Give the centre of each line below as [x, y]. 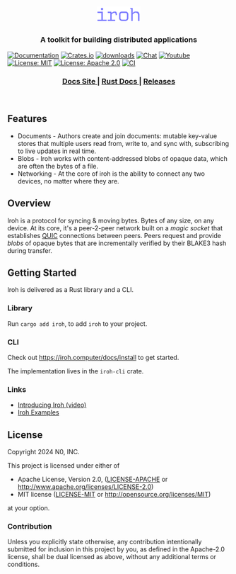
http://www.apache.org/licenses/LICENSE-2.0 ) [85, 487]
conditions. [24, 564]
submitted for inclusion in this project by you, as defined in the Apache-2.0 [116, 549]
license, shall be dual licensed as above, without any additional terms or [112, 557]
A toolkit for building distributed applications [119, 40]
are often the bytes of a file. [58, 166]
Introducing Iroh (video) [52, 405]
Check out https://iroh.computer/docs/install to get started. [93, 358]
